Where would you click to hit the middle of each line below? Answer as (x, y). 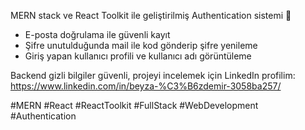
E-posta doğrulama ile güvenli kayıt (97, 34)
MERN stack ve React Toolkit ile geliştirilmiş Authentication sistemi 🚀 (151, 15)
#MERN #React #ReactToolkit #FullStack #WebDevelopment (134, 105)
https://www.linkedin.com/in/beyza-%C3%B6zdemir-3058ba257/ (146, 86)
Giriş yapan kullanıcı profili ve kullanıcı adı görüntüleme (138, 56)
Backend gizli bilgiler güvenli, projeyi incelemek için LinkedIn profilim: (153, 75)
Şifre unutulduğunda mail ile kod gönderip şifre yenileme (141, 45)
